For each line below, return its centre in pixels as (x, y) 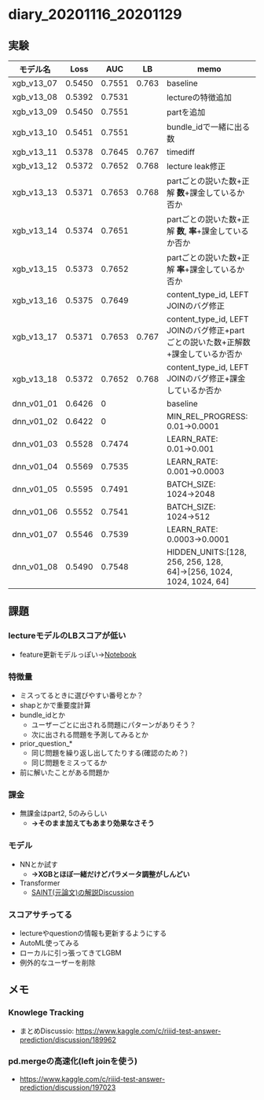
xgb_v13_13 (35, 192)
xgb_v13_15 (35, 269)
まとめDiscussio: (47, 1031)
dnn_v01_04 (35, 467)
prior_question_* (46, 743)
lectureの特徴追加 (199, 97)
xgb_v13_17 (35, 337)
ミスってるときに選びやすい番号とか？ (81, 695)
